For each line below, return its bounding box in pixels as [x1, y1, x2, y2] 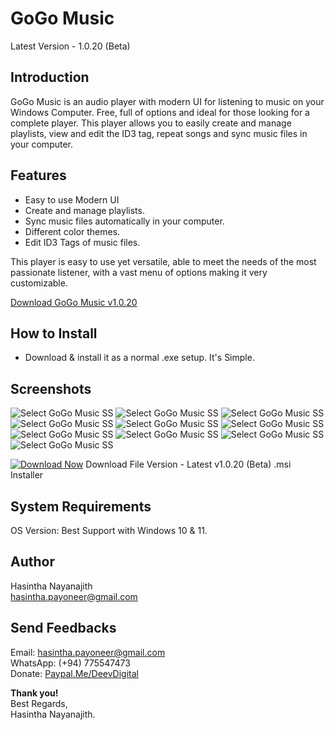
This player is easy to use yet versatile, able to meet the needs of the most [10, 255, 317, 267]
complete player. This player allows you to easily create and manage [10, 117, 292, 129]
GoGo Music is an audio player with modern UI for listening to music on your [10, 95, 325, 107]
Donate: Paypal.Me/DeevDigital [10, 667, 139, 679]
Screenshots [10, 380, 92, 397]
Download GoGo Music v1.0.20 [10, 296, 138, 308]
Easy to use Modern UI [24, 193, 120, 206]
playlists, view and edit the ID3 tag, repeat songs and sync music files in [10, 127, 308, 139]
